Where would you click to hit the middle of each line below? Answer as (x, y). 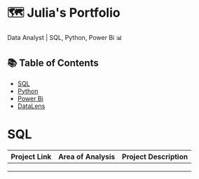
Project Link (31, 157)
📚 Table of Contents (53, 63)
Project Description (155, 157)
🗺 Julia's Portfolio (64, 13)
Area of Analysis (87, 157)
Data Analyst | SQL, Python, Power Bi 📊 (65, 37)
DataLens (31, 106)
